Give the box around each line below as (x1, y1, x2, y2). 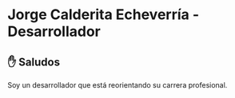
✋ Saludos (7, 55, 61, 69)
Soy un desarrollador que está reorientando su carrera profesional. (7, 80, 228, 89)
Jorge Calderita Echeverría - (7, 6, 200, 24)
